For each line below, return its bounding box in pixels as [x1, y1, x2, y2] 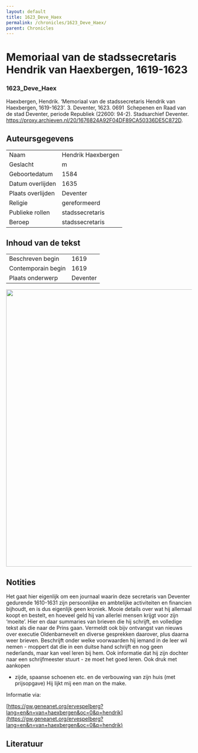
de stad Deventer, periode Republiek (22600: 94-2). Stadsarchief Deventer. [6, 110, 189, 117]
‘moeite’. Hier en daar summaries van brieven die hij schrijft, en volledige [6, 618, 183, 625]
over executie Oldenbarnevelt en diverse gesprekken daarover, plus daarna [6, 631, 189, 638]
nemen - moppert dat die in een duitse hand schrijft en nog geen [6, 643, 163, 651]
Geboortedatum [9, 170, 53, 178]
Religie [9, 199, 28, 207]
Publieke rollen [9, 208, 50, 216]
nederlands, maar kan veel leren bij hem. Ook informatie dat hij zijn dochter [6, 649, 189, 657]
